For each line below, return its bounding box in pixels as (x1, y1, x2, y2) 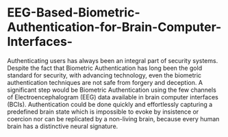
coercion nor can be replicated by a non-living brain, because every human (7, 114, 220, 123)
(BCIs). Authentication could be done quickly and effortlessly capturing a (7, 100, 213, 108)
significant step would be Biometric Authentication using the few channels (7, 86, 217, 94)
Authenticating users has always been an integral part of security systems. (7, 56, 218, 64)
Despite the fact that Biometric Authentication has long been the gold (7, 64, 203, 72)
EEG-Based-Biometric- (7, 5, 140, 21)
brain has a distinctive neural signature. (7, 122, 118, 130)
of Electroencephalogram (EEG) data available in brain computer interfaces (7, 92, 219, 101)
